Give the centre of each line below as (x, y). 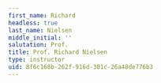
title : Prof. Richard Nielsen (58, 52)
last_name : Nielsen (40, 30)
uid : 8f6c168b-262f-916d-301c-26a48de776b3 (81, 67)
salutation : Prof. (38, 45)
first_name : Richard (42, 15)
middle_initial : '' (40, 38)
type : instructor (37, 60)
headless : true (33, 23)
